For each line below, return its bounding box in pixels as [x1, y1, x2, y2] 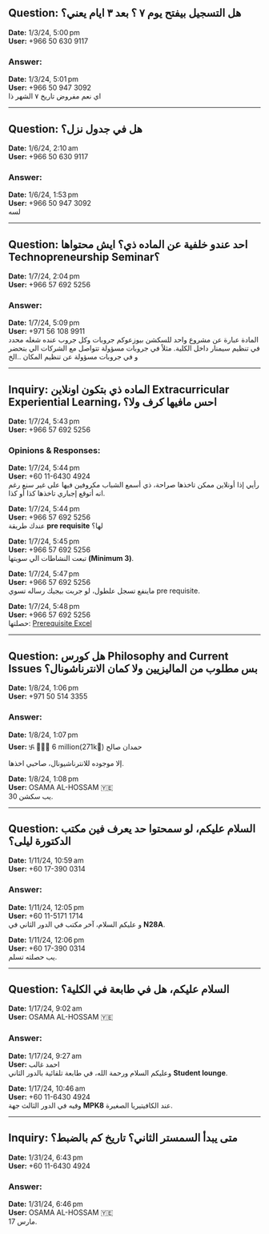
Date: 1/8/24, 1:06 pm [8, 683, 79, 693]
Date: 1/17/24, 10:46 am [8, 1084, 86, 1093]
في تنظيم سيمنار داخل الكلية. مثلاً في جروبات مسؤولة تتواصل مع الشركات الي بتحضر [8, 343, 260, 353]
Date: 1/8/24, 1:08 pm [8, 774, 79, 783]
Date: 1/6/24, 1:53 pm [8, 190, 78, 199]
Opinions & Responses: [8, 445, 101, 456]
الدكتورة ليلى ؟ [8, 834, 71, 847]
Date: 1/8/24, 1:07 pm [8, 730, 78, 739]
